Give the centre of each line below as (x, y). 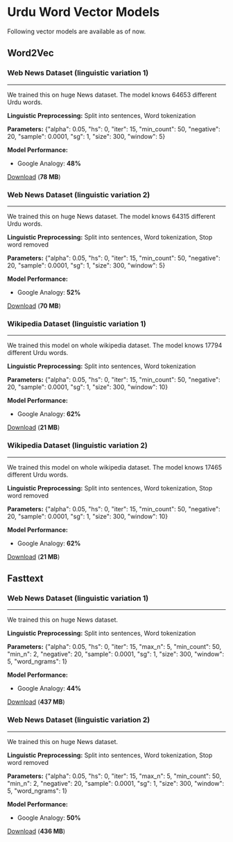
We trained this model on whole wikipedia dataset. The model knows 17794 (115, 345)
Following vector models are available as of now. (77, 31)
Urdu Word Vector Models (84, 12)
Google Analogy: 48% (49, 163)
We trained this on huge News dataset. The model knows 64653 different (112, 94)
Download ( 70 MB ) (34, 306)
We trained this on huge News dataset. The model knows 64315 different (111, 216)
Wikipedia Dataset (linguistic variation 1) (77, 324)
